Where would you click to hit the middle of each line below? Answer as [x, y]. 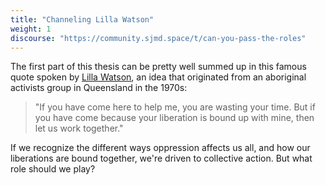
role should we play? [53, 169]
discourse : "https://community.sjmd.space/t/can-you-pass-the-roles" [158, 38]
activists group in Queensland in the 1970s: [99, 88]
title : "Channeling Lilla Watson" [82, 19]
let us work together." [79, 128]
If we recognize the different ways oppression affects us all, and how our [160, 148]
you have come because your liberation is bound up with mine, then [174, 118]
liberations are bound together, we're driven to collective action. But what [161, 158]
